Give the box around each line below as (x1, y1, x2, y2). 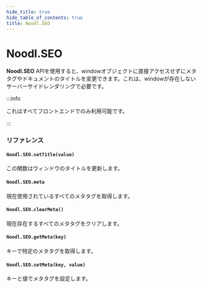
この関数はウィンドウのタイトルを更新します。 (6, 165, 124, 172)
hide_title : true (6, 9, 50, 15)
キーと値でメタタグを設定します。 (6, 275, 91, 283)
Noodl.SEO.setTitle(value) (6, 151, 75, 157)
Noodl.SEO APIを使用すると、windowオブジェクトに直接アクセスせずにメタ (6, 68, 197, 75)
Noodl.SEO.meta (6, 179, 45, 185)
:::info (6, 95, 21, 103)
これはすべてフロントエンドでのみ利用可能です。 (6, 107, 128, 115)
